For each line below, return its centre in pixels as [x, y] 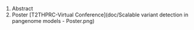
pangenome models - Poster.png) [53, 21]
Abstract [22, 9]
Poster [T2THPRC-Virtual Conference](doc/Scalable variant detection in [100, 15]
